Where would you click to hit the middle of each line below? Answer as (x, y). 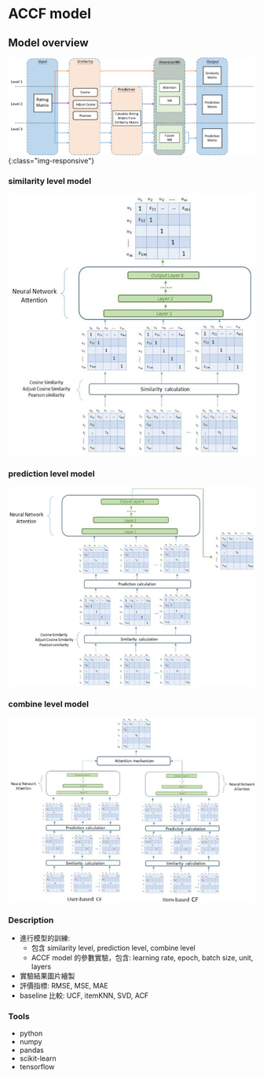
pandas (32, 1050)
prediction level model (52, 474)
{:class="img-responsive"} (51, 161)
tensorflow (37, 1067)
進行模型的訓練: (45, 938)
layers (41, 966)
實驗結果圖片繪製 (47, 976)
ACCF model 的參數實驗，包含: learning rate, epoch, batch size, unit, (142, 958)
